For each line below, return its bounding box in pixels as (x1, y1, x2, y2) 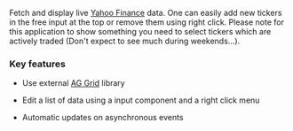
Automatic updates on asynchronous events (21, 112, 184, 123)
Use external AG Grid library (21, 78, 126, 89)
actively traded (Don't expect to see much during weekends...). (9, 35, 241, 46)
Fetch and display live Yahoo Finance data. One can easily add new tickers (9, 8, 282, 18)
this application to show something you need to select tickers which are (9, 27, 272, 36)
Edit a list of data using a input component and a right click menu (21, 95, 260, 105)
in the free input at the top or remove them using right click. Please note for (9, 17, 284, 27)
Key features (9, 58, 67, 70)
